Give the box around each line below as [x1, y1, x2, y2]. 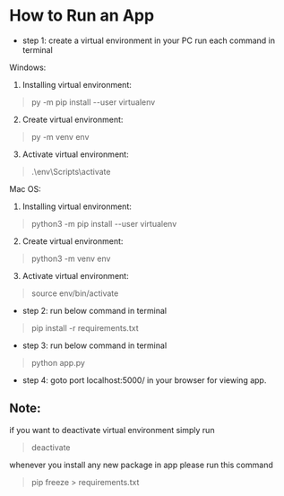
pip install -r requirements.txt [30, 322, 139, 333]
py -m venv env [30, 131, 90, 142]
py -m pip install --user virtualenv [30, 96, 156, 108]
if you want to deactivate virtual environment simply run [9, 424, 215, 435]
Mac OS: [9, 183, 42, 194]
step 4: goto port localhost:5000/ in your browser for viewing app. [22, 374, 267, 386]
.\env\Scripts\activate [30, 166, 111, 177]
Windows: [9, 62, 47, 73]
